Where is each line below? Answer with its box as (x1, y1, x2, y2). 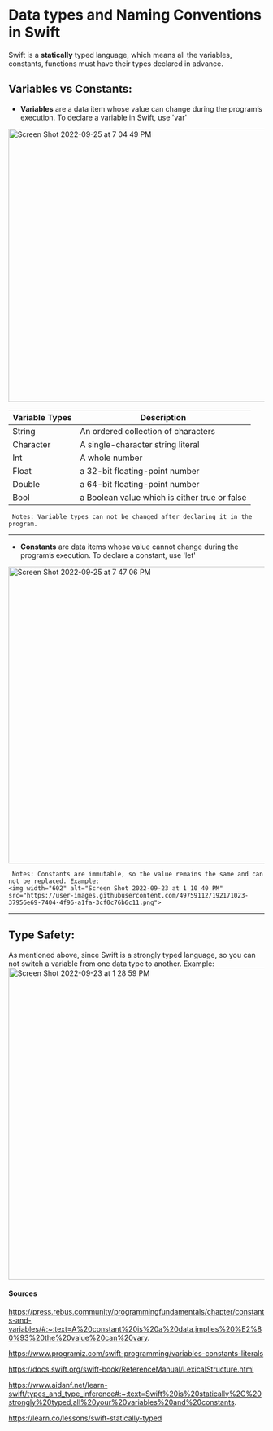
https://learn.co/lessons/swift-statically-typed (8, 1413, 162, 1423)
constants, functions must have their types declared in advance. (8, 59, 223, 68)
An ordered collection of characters (80, 425, 215, 437)
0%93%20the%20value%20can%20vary (8, 1332, 148, 1342)
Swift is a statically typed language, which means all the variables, (8, 50, 232, 59)
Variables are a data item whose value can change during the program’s (19, 103, 262, 113)
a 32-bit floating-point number (80, 465, 200, 476)
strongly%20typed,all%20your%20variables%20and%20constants (8, 1397, 235, 1407)
